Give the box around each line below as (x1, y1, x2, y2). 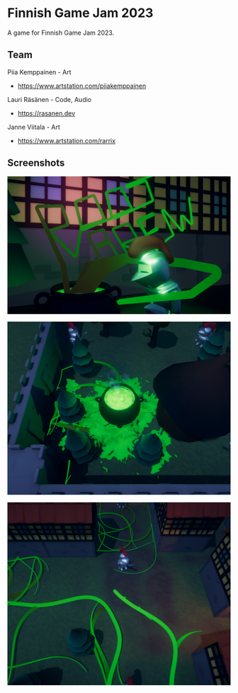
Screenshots (7, 157, 65, 169)
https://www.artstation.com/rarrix (17, 136, 115, 145)
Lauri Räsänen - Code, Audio (7, 95, 92, 103)
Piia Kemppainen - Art (7, 67, 72, 76)
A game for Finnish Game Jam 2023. (7, 28, 115, 37)
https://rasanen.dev (17, 108, 76, 118)
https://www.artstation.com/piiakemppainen (17, 81, 147, 90)
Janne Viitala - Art (7, 123, 60, 131)
